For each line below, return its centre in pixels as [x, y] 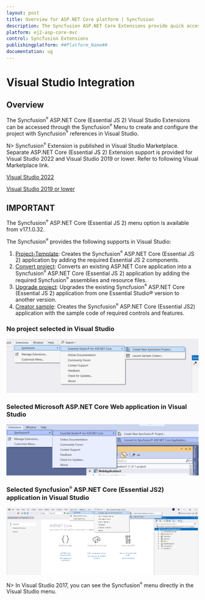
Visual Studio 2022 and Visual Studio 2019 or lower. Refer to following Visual [103, 158]
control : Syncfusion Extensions [47, 39]
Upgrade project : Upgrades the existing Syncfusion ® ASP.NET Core [100, 287]
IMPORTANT [31, 208]
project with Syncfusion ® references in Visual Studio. [73, 133]
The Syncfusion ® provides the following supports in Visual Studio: [89, 241]
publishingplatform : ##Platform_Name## [57, 45]
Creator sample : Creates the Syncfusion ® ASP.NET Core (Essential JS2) [105, 306]
